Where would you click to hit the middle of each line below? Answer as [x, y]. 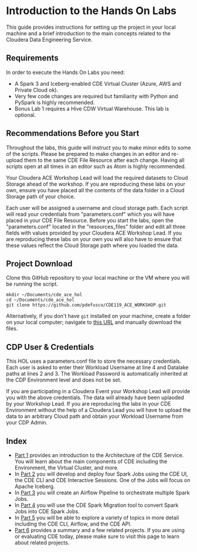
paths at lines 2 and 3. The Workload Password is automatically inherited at [97, 374]
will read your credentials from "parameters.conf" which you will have [90, 214]
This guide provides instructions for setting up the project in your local [91, 27]
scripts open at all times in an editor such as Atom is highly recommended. [96, 166]
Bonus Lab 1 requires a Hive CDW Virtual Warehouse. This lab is [92, 108]
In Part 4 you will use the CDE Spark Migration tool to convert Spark [96, 505]
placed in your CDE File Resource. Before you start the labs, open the [90, 220]
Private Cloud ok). [36, 90]
